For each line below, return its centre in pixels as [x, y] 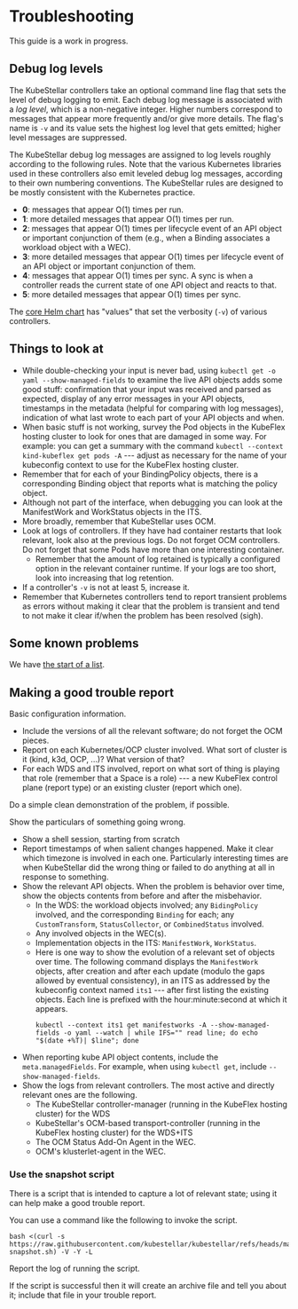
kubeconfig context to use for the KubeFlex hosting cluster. [130, 464]
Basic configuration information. [68, 714]
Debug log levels [56, 69]
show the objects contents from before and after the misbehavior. [142, 896]
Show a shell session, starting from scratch [101, 840]
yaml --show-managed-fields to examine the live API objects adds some [152, 380]
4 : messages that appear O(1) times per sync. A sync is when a [137, 275]
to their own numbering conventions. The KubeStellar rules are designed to [146, 183]
